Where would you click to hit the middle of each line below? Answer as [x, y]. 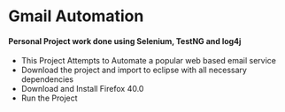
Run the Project [49, 98]
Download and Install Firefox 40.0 [82, 89]
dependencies [47, 79]
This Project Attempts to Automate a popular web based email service [148, 61]
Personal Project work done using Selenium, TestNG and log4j [125, 41]
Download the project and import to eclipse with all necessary [134, 70]
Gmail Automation [76, 16]
